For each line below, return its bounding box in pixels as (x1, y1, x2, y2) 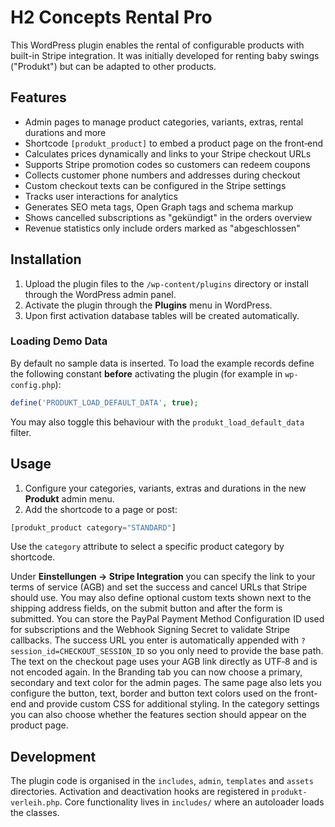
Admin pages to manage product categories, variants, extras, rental (24, 116, 304, 128)
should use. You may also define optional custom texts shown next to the (10, 592, 312, 604)
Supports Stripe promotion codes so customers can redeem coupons (24, 158, 311, 170)
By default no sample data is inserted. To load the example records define (10, 357, 315, 369)
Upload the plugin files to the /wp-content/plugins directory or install (24, 277, 309, 290)
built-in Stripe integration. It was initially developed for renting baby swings (10, 49, 320, 61)
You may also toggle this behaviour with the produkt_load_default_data (10, 416, 305, 428)
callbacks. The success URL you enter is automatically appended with (10, 634, 299, 646)
